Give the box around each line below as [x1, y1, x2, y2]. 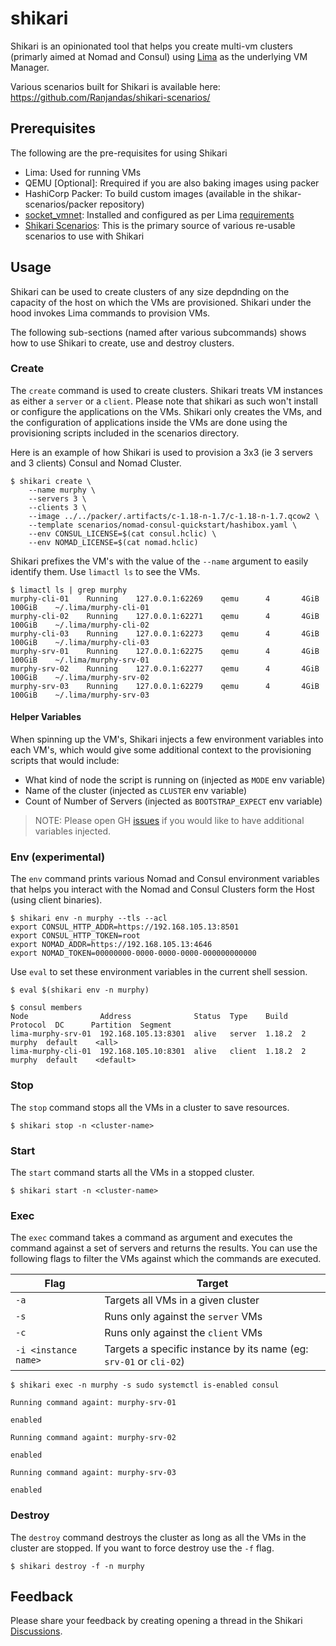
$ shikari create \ [10, 476, 92, 486]
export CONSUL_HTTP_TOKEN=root [10, 931, 141, 941]
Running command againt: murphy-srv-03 [10, 1468, 177, 1478]
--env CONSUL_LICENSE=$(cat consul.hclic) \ [28, 528, 217, 539]
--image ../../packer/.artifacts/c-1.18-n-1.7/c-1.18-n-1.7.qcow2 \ [28, 511, 320, 521]
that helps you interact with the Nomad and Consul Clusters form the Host [10, 883, 315, 896]
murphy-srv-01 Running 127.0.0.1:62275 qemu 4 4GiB [10, 646, 320, 656]
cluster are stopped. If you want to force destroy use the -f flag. [10, 1542, 275, 1554]
